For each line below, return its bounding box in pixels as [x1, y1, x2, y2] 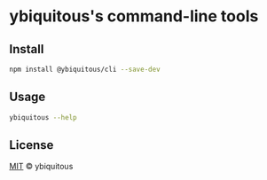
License [9, 137, 54, 153]
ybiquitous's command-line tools [9, 6, 259, 27]
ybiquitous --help [9, 113, 77, 121]
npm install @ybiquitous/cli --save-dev [9, 65, 161, 74]
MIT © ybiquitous [9, 161, 74, 172]
